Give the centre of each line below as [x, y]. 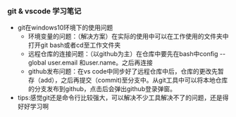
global [37, 63]
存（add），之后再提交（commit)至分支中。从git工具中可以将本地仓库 [128, 80]
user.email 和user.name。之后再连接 [100, 63]
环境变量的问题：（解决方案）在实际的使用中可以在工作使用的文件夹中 [128, 36]
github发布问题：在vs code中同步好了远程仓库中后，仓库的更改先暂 [126, 71]
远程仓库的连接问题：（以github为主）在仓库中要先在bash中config [123, 54]
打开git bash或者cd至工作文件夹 [74, 45]
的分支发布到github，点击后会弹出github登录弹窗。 [102, 89]
